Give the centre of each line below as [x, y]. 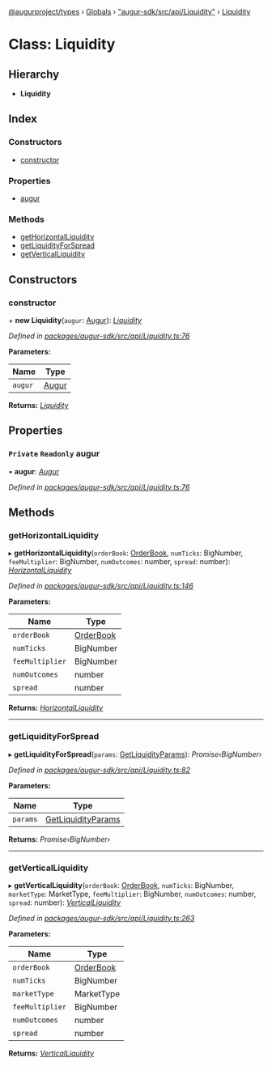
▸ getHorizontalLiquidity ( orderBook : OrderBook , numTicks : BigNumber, [126, 553]
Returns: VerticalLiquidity [51, 1053]
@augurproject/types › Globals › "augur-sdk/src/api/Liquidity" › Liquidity [130, 12]
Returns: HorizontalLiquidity [56, 708]
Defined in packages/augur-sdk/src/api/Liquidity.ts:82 [99, 770]
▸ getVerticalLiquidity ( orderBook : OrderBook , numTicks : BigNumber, [121, 885]
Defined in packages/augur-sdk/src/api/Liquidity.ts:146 [101, 586]
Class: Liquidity [62, 45]
